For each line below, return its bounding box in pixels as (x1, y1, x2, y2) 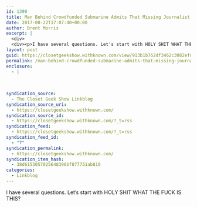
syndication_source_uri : (6, 101, 67, 108)
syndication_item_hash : (6, 156, 64, 162)
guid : (6, 52, 19, 58)
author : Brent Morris (6, 25, 59, 31)
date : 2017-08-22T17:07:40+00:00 (6, 19, 88, 25)
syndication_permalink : (6, 145, 64, 151)
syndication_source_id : (6, 112, 64, 118)
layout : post (6, 47, 38, 53)
